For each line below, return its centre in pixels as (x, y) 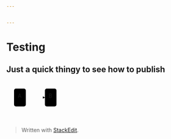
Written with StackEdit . (50, 130)
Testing (26, 47)
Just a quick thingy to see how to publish (86, 70)
